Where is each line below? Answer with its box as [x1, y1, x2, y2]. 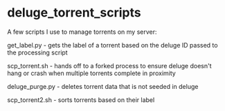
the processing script [7, 48, 68, 57]
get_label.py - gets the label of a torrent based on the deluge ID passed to [7, 41, 218, 49]
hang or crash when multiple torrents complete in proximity [7, 69, 177, 77]
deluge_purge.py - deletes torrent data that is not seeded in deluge [7, 82, 199, 90]
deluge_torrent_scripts [7, 5, 141, 21]
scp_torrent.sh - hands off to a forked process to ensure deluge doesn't [7, 61, 213, 70]
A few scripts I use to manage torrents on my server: [7, 28, 157, 36]
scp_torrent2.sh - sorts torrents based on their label [7, 95, 155, 104]
